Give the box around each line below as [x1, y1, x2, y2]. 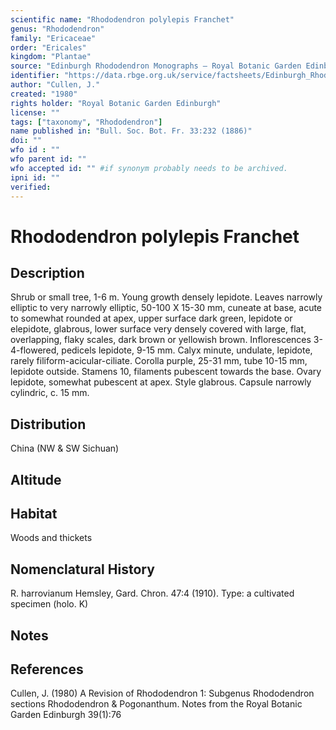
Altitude [10, 471, 62, 488]
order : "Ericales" [10, 42, 87, 53]
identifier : [10, 71, 60, 81]
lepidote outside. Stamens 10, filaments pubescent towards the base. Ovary [10, 366, 322, 378]
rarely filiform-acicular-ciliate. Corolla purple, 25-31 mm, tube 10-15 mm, [10, 355, 308, 367]
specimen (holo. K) [10, 598, 89, 610]
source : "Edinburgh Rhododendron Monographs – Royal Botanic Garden [10, 61, 302, 71]
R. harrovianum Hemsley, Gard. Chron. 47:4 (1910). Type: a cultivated [10, 587, 295, 600]
